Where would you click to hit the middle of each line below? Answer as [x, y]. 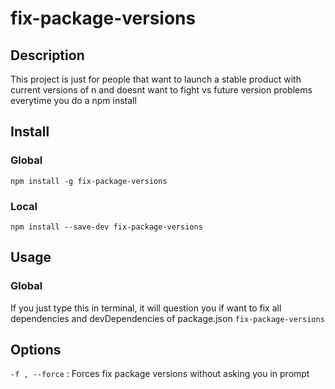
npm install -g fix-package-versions [89, 181]
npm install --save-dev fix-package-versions [106, 227]
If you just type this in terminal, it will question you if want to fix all [146, 308]
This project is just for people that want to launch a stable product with [156, 79]
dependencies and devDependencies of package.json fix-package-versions [167, 318]
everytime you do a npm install [73, 100]
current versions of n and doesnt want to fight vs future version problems [161, 90]
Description [47, 55]
